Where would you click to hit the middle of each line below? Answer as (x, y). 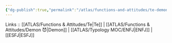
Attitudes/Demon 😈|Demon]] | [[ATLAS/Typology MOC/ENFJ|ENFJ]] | (79, 30)
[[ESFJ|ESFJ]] (20, 35)
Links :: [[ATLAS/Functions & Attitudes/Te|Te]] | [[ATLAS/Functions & (78, 24)
